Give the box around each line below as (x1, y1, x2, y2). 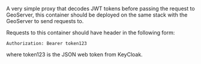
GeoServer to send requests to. (6, 18, 84, 24)
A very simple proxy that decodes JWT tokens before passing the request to (6, 5, 195, 12)
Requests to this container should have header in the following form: (6, 29, 175, 36)
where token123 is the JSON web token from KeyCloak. (6, 51, 143, 58)
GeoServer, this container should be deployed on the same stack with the (6, 11, 188, 18)
